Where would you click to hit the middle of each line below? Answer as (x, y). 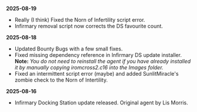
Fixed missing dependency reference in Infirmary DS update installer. (98, 55)
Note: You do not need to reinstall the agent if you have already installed (103, 61)
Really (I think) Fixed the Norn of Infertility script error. (80, 20)
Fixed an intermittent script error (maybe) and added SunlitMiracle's (96, 74)
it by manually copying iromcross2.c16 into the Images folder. (89, 67)
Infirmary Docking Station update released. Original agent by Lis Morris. (101, 103)
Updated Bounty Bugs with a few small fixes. (69, 49)
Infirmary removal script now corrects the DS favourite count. (89, 26)
